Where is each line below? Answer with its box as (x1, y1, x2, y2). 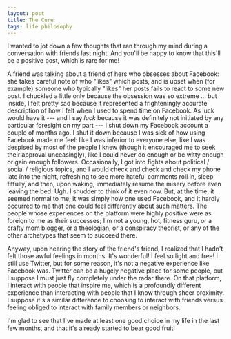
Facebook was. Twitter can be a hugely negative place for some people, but (7, 267, 223, 275)
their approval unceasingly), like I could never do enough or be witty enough (7, 151, 224, 159)
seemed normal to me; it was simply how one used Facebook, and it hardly (7, 195, 220, 203)
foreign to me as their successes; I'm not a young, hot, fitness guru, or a (7, 217, 212, 225)
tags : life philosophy (7, 23, 72, 30)
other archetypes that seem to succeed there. (7, 231, 138, 240)
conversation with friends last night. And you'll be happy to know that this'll (7, 49, 221, 57)
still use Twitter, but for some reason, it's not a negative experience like (7, 260, 210, 268)
